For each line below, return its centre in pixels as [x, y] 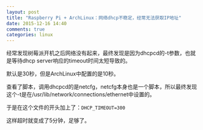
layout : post [23, 12]
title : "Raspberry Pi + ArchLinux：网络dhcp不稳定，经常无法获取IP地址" [94, 18]
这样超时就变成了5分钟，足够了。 [48, 121]
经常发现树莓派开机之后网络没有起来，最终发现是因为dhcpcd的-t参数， [96, 53]
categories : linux [30, 35]
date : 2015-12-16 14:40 [37, 23]
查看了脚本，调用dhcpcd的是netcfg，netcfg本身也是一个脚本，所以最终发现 [102, 87]
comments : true [26, 29]
